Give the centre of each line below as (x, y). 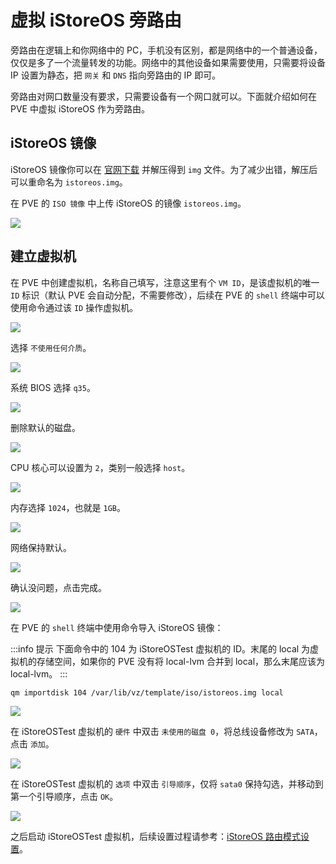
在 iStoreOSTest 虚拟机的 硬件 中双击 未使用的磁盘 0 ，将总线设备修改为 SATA (162, 732)
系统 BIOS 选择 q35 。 (53, 387)
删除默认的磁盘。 (45, 427)
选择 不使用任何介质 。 (51, 347)
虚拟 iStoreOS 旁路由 (96, 20)
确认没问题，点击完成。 (58, 587)
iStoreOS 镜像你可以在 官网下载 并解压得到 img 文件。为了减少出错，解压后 (164, 169)
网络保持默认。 (41, 547)
